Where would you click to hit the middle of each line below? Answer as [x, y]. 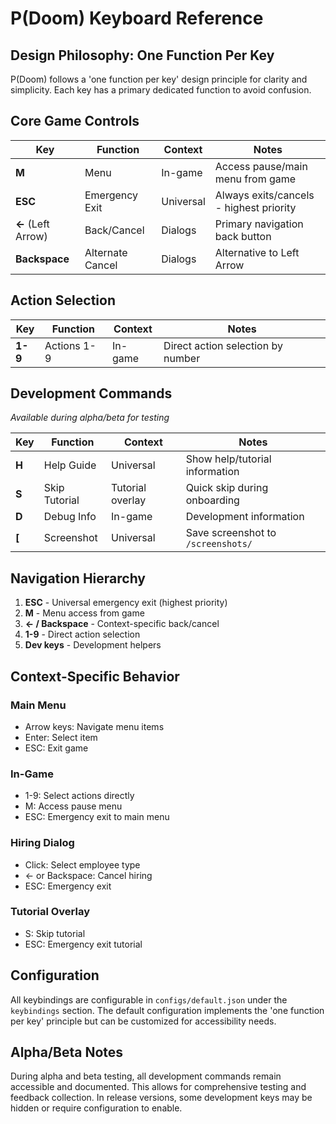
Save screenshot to [231, 533]
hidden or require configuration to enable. [96, 1108]
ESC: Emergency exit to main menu [97, 817]
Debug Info [70, 517]
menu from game [255, 179]
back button [243, 236]
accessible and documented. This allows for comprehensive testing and [158, 1087]
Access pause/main [261, 166]
